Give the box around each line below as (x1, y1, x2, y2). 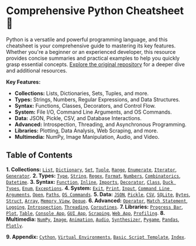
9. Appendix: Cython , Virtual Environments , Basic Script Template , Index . (6, 233, 186, 240)
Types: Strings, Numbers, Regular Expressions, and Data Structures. (14, 95, 180, 103)
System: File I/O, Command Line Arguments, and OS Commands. (14, 108, 173, 115)
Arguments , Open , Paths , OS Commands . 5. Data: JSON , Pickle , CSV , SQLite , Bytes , (6, 190, 191, 197)
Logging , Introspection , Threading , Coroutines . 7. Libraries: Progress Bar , (6, 203, 183, 210)
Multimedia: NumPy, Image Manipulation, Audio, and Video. (14, 133, 160, 140)
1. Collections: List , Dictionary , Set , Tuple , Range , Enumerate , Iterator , (6, 166, 177, 173)
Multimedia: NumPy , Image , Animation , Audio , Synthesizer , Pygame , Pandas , (6, 216, 180, 223)
